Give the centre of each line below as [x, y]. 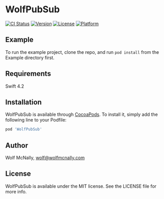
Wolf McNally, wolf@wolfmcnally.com [45, 158]
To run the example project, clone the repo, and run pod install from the [82, 52]
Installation [24, 102]
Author [17, 145]
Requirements [28, 74]
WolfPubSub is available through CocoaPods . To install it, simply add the [82, 114]
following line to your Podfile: [36, 120]
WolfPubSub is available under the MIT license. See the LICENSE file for [81, 186]
